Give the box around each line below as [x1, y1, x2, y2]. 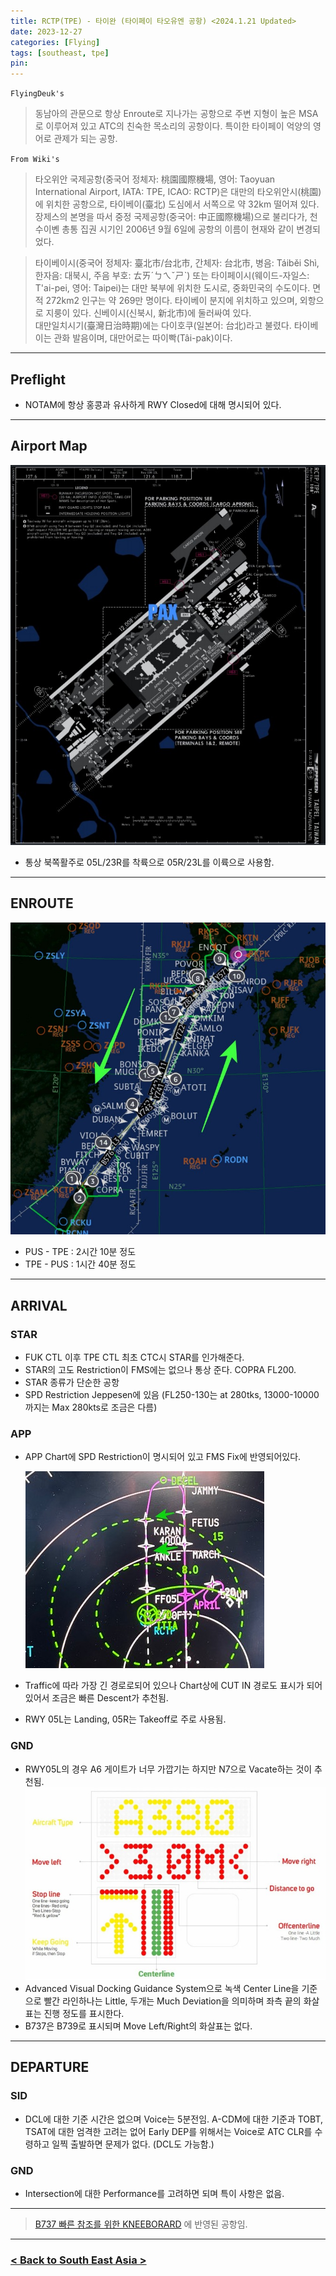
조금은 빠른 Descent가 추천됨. [51, 1692, 169, 1704]
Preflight [10, 371, 66, 388]
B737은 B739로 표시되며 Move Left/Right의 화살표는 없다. [24, 2020, 253, 2032]
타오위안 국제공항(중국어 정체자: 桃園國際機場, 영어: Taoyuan [34, 173, 276, 185]
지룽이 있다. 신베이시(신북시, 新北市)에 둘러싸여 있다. [45, 307, 252, 319]
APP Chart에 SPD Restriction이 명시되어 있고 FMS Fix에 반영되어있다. [24, 1451, 302, 1463]
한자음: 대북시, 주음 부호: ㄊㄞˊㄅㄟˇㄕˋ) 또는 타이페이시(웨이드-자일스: [34, 270, 310, 282]
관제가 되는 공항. [53, 133, 118, 145]
